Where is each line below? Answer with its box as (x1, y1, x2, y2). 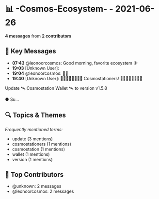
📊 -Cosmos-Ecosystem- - (5, 3, 113, 15)
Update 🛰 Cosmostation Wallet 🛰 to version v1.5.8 (5, 85, 108, 91)
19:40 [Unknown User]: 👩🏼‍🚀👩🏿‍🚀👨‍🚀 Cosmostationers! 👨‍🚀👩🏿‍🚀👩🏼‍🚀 (12, 75, 143, 81)
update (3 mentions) (12, 136, 53, 142)
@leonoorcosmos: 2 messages (12, 188, 74, 194)
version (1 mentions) (12, 156, 53, 162)
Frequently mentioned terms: (5, 126, 63, 132)
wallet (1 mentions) (12, 151, 50, 157)
